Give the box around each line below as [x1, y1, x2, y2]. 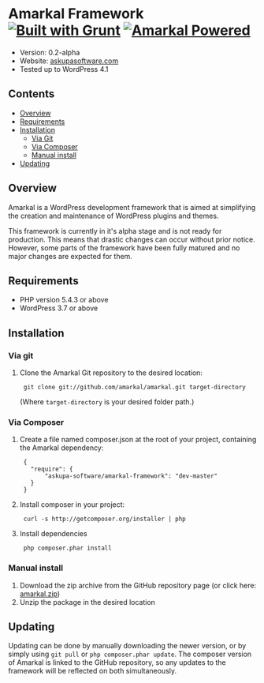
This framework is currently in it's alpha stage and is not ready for [8, 226, 222, 235]
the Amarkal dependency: [19, 443, 104, 452]
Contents [8, 88, 55, 101]
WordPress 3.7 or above [19, 303, 99, 313]
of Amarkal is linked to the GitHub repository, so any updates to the [8, 658, 226, 667]
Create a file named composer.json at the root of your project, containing [19, 435, 257, 445]
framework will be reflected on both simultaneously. [8, 666, 177, 676]
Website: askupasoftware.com [19, 56, 119, 66]
